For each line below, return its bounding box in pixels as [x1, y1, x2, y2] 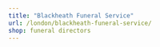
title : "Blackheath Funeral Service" [8, 11, 134, 20]
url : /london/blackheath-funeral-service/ [8, 19, 152, 27]
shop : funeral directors [8, 26, 91, 34]
